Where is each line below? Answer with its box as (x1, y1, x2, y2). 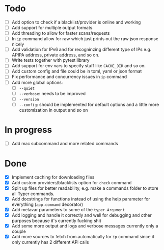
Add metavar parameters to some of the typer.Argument (11, 207, 125, 212)
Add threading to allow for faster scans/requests (11, 30, 110, 36)
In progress (4, 125, 52, 135)
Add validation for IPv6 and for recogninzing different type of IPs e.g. (11, 47, 152, 52)
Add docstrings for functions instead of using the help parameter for (11, 196, 150, 201)
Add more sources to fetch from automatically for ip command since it (11, 234, 155, 240)
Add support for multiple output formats (11, 25, 93, 30)
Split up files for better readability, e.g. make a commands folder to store (11, 185, 159, 191)
